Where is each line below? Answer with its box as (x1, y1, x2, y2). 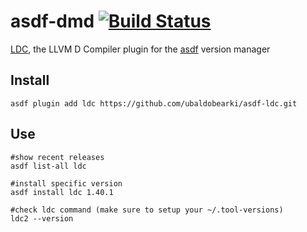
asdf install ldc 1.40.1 (10, 187, 114, 197)
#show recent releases (10, 152, 105, 162)
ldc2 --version (10, 213, 74, 224)
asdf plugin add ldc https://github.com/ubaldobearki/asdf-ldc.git (10, 98, 298, 109)
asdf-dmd (10, 10, 95, 33)
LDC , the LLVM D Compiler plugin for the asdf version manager (10, 43, 271, 55)
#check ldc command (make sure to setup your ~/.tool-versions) (10, 205, 284, 215)
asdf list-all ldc (10, 161, 87, 171)
